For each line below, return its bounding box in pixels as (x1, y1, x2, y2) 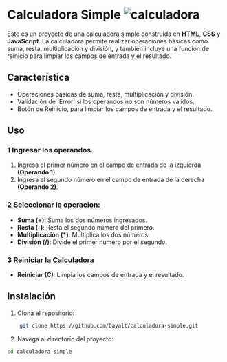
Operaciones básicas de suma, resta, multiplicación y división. (17, 90, 195, 98)
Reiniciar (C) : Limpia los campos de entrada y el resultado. (17, 271, 184, 279)
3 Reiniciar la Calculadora (7, 255, 94, 265)
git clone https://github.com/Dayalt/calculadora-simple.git (19, 322, 198, 329)
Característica (7, 72, 70, 83)
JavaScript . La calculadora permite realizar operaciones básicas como (7, 37, 208, 45)
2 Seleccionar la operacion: (7, 200, 101, 210)
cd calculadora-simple (7, 348, 72, 355)
